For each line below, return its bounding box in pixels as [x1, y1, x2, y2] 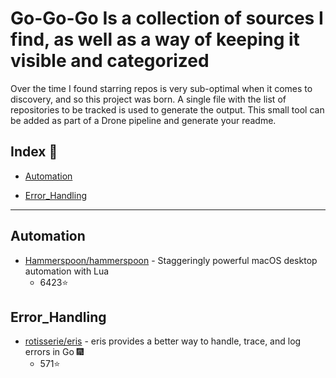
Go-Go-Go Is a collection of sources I [10, 7, 324, 30]
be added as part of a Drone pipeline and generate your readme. [10, 114, 277, 126]
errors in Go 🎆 [24, 346, 85, 358]
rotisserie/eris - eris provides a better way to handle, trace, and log [24, 335, 302, 347]
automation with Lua [24, 265, 110, 277]
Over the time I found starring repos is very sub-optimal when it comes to [10, 82, 313, 94]
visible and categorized [10, 50, 210, 72]
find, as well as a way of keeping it [10, 28, 300, 51]
